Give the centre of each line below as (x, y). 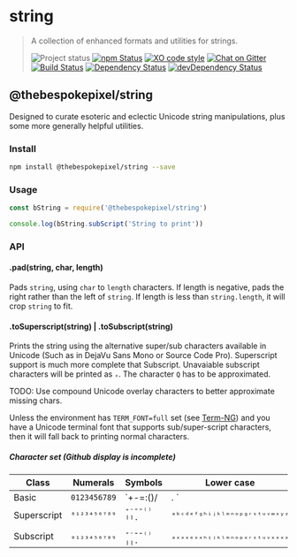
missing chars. (36, 401)
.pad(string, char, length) (56, 268)
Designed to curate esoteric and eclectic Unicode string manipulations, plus (147, 116)
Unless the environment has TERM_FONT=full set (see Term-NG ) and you (140, 418)
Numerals (93, 483)
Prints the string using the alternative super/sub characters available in (138, 346)
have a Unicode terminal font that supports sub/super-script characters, (141, 427)
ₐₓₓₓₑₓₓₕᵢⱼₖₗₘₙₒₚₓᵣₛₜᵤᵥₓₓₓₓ (230, 536)
